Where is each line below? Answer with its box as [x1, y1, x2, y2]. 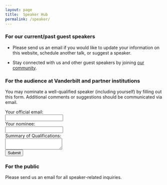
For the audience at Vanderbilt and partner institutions [5, 77, 140, 84]
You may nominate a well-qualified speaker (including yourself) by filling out [5, 88, 162, 94]
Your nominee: [5, 120, 35, 126]
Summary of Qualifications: [5, 132, 61, 138]
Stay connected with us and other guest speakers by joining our [12, 59, 144, 65]
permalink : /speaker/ [5, 16, 50, 21]
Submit [7, 150, 21, 155]
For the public [5, 163, 39, 170]
